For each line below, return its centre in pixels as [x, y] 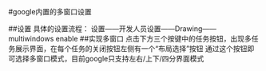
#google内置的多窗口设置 [50, 12]
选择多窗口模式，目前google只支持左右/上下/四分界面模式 [109, 59]
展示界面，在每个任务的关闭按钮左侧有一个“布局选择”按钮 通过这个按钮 [131, 49]
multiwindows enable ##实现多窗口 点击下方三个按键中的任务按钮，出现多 [130, 39]
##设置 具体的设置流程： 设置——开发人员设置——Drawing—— [113, 29]
